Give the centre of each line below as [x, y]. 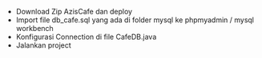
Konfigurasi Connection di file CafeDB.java [86, 37]
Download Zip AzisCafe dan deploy [74, 12]
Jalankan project [44, 45]
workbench [34, 28]
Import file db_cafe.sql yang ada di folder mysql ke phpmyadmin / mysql [135, 20]
